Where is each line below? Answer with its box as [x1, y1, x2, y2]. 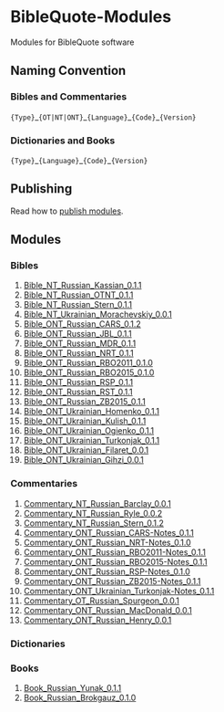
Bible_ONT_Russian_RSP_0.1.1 [23, 377, 134, 388]
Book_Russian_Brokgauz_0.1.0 [23, 692, 137, 703]
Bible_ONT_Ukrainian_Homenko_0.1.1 [23, 406, 160, 417]
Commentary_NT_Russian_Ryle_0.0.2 [23, 508, 163, 518]
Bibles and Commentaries [10, 90, 127, 103]
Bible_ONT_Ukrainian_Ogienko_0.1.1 [23, 425, 155, 436]
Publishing [10, 181, 73, 197]
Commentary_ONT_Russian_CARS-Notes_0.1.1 [23, 527, 194, 538]
